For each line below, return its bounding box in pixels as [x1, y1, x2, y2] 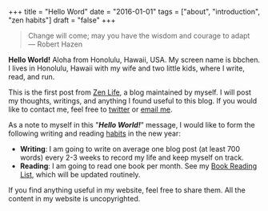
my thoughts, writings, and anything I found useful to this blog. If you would [8, 96, 258, 105]
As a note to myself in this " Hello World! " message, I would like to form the [8, 120, 255, 129]
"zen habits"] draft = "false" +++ [8, 15, 116, 25]
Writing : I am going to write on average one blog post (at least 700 [19, 144, 241, 153]
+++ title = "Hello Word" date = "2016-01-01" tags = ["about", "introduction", [8, 7, 260, 16]
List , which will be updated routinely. [19, 170, 141, 179]
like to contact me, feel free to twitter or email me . [8, 104, 173, 114]
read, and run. [8, 72, 55, 81]
